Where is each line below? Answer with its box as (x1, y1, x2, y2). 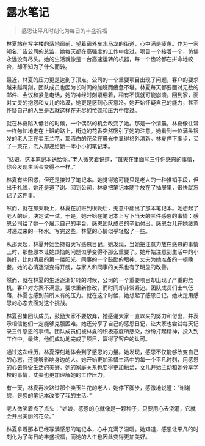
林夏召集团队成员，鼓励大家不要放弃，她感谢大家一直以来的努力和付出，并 (6, 312, 193, 319)
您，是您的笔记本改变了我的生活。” (6, 392, 92, 399)
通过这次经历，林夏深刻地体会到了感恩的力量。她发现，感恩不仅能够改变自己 (6, 348, 199, 355)
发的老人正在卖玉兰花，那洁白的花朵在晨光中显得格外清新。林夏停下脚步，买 (6, 135, 199, 142)
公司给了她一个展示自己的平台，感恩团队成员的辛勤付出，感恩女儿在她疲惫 (11, 220, 199, 227)
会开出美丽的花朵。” (6, 412, 55, 420)
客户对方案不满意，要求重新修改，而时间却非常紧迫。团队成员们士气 (16, 284, 188, 291)
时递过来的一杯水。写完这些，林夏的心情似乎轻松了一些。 (6, 227, 151, 234)
